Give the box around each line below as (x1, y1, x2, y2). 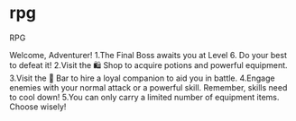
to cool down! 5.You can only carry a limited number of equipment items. (9, 91, 280, 102)
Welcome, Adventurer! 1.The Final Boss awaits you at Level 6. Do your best (9, 49, 287, 60)
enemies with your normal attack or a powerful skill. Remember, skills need (9, 82, 288, 92)
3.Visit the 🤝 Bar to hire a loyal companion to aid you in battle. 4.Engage (9, 73, 275, 83)
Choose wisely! (9, 101, 67, 112)
